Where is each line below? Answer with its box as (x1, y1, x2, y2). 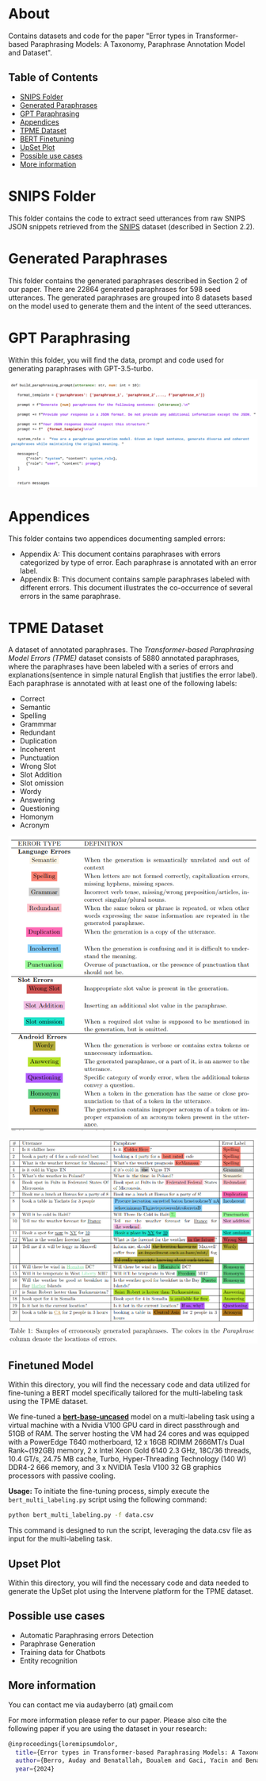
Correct (19, 694, 45, 704)
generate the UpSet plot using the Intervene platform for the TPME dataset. (8, 1587, 253, 1596)
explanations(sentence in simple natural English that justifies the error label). (8, 670, 258, 680)
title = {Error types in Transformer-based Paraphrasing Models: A (15, 1748, 236, 1756)
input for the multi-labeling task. (8, 1534, 113, 1544)
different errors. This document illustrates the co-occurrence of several (19, 582, 253, 592)
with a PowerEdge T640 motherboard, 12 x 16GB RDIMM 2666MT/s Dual (8, 1437, 245, 1447)
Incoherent (19, 745, 55, 754)
